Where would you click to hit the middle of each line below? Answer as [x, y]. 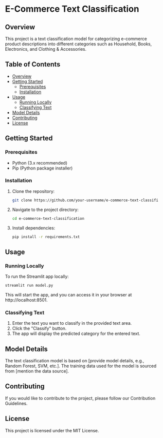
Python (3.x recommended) [40, 163]
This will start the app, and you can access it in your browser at [69, 294]
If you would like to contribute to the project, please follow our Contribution [80, 398]
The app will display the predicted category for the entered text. [76, 334]
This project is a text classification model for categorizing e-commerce [76, 39]
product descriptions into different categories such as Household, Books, [79, 44]
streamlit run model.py [29, 286]
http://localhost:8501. [26, 300]
